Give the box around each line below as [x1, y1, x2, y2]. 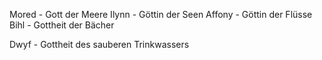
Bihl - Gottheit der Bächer [9, 19, 115, 31]
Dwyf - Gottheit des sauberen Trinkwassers [9, 39, 190, 50]
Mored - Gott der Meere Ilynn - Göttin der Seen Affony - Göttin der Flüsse [9, 9, 313, 20]
